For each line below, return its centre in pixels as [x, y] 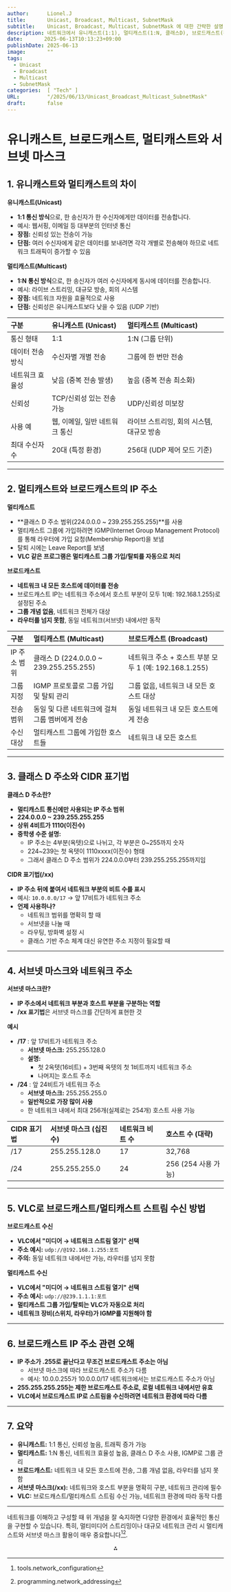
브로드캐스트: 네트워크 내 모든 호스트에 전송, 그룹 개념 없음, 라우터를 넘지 [114, 1470]
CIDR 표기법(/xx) [30, 874]
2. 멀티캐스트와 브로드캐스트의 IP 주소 [82, 489]
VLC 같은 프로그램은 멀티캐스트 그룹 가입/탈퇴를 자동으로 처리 [99, 556]
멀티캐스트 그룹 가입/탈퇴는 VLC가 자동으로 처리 [80, 1305]
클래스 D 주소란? [29, 795]
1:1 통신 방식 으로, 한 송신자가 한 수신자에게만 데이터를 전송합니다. [104, 217]
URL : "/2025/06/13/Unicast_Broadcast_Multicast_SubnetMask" [107, 97]
